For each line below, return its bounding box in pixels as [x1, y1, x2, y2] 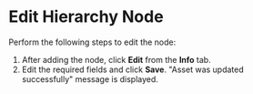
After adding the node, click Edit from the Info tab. [21, 54, 211, 65]
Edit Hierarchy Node [8, 6, 165, 27]
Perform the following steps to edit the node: [8, 37, 177, 47]
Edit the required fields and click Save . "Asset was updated [21, 64, 245, 75]
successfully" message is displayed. [21, 73, 158, 84]
